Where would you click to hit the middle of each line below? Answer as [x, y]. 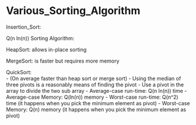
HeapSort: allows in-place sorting [46, 49]
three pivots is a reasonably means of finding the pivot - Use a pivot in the [95, 84]
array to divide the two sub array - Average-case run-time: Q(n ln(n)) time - [97, 91]
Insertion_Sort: [24, 27]
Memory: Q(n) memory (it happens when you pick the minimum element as [96, 109]
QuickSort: [19, 72]
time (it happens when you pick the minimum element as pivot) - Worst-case [98, 103]
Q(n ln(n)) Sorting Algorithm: [40, 38]
